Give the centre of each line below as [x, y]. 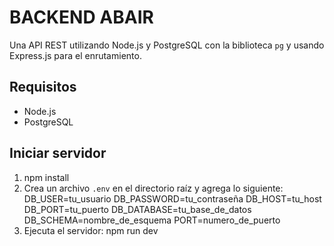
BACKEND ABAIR [81, 17]
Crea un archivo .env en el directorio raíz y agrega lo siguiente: [153, 188]
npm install [46, 177]
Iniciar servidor [58, 153]
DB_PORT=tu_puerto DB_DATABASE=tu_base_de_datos [137, 209]
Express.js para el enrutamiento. [75, 55]
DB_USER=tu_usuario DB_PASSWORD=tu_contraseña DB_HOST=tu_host [172, 198]
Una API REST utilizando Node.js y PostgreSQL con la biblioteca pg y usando [167, 45]
